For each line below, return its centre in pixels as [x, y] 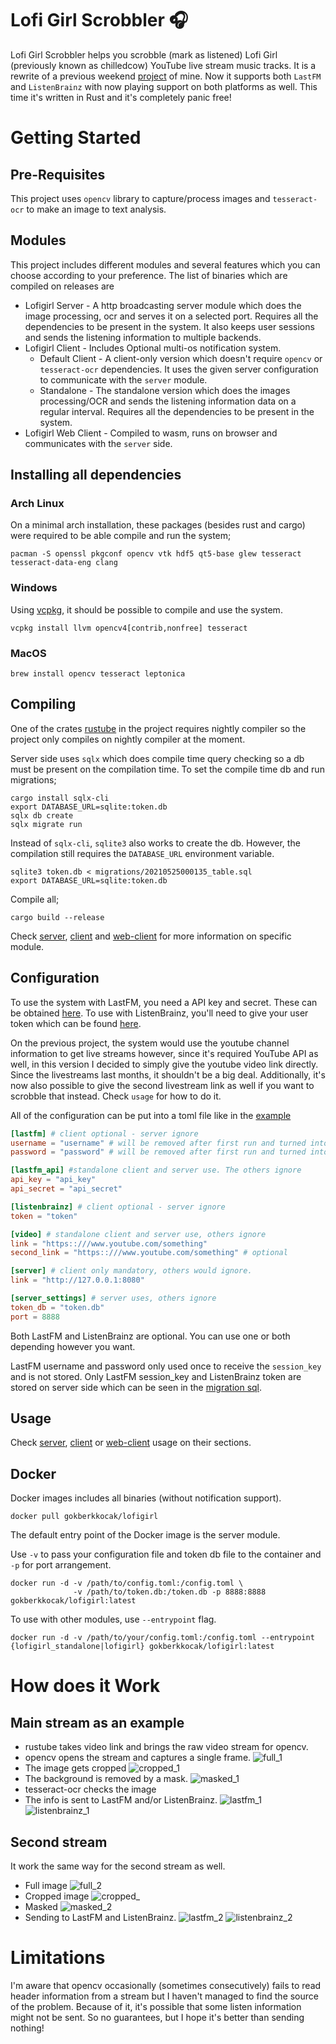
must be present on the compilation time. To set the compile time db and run [167, 769]
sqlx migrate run [46, 824]
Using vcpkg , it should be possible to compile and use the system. [146, 609]
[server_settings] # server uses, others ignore [113, 1298]
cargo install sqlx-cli [60, 798]
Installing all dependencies [96, 475]
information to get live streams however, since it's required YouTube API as [164, 1053]
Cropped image [57, 1896]
